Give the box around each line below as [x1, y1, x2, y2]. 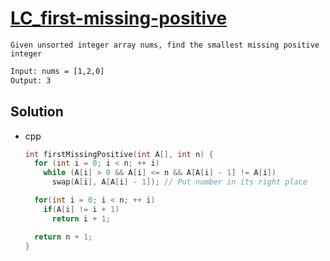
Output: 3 [10, 75, 52, 86]
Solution [10, 103, 64, 121]
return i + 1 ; [51, 213, 111, 224]
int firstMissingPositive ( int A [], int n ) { [24, 149, 214, 159]
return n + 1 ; [34, 232, 93, 242]
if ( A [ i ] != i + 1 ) [43, 204, 120, 214]
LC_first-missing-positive [10, 7, 228, 30]
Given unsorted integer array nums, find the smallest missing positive [10, 40, 320, 50]
